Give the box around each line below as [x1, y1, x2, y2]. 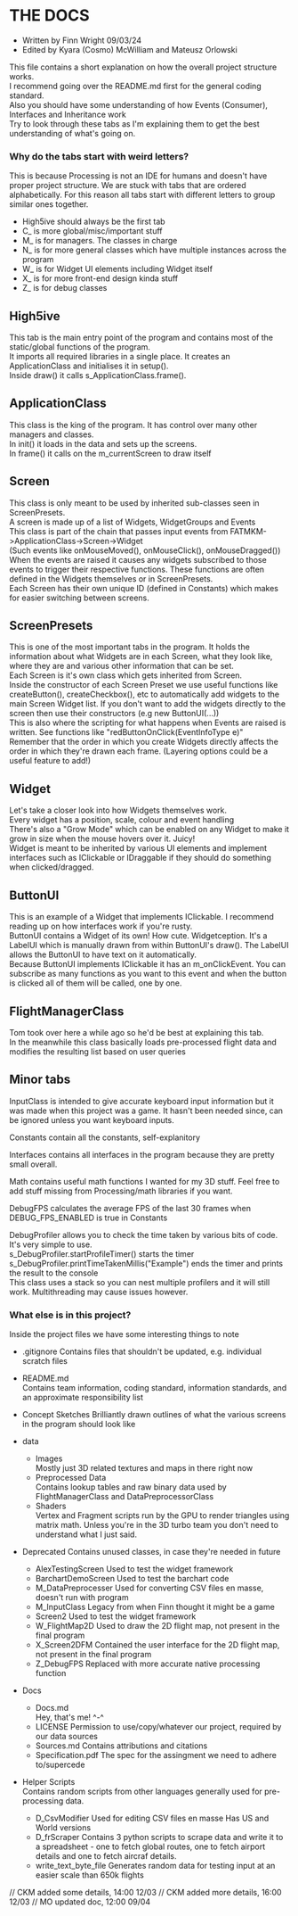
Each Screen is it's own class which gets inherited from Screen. [9, 670, 243, 681]
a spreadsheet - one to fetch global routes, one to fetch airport [35, 1841, 265, 1852]
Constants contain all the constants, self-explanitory [9, 1132, 201, 1143]
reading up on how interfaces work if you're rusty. [9, 921, 193, 932]
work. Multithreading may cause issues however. [9, 1286, 189, 1297]
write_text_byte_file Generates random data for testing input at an [35, 1861, 276, 1871]
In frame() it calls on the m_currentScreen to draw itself [9, 448, 212, 458]
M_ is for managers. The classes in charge [21, 235, 178, 246]
